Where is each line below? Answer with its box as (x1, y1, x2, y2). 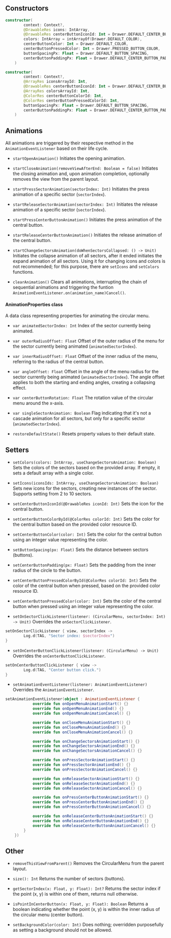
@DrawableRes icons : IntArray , (23, 27, 90, 32)
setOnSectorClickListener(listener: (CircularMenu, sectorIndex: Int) (12, 614, 166, 619)
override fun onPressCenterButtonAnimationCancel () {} (32, 804, 152, 810)
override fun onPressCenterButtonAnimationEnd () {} (32, 800, 145, 805)
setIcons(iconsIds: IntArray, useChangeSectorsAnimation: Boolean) (12, 481, 159, 486)
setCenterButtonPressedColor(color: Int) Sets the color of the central (12, 598, 162, 604)
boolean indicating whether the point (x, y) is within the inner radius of (12, 906, 160, 912)
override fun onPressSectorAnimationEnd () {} (32, 762, 131, 767)
